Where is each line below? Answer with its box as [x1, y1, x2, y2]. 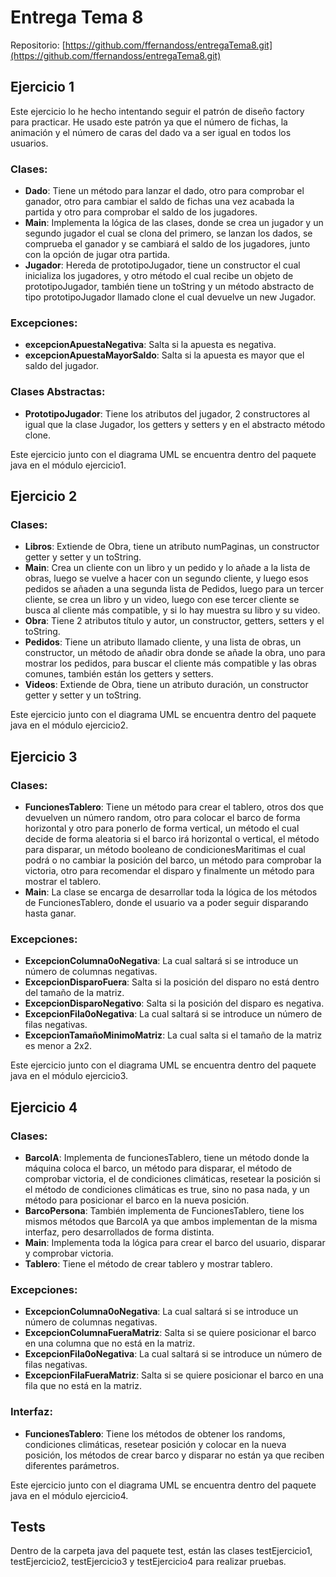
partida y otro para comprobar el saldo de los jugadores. [24, 206, 258, 218]
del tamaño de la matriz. [24, 987, 125, 999]
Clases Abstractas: [10, 385, 106, 399]
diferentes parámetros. [24, 1459, 120, 1471]
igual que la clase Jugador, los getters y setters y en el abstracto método [24, 418, 326, 430]
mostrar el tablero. [24, 876, 102, 888]
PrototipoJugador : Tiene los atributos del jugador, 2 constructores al [24, 407, 310, 420]
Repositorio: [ [10, 39, 66, 51]
